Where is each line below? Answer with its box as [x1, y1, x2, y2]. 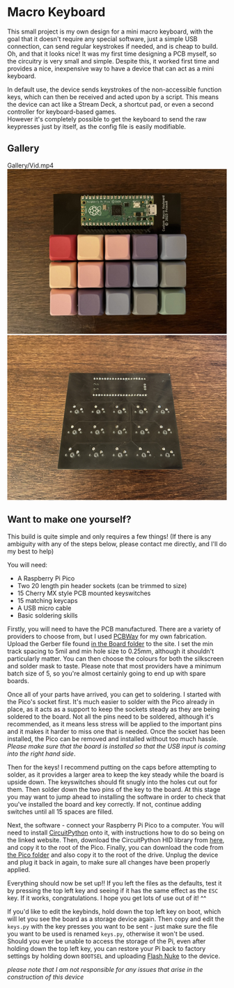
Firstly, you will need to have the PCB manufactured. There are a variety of [7, 624, 221, 633]
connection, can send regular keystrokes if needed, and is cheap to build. [7, 42, 218, 50]
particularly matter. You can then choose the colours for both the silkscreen [7, 654, 224, 663]
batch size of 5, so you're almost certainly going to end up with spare [7, 669, 206, 678]
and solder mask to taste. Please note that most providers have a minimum [7, 661, 221, 670]
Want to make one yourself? [7, 514, 132, 525]
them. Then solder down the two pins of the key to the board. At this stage [7, 785, 221, 793]
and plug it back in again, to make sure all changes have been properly [7, 858, 210, 866]
